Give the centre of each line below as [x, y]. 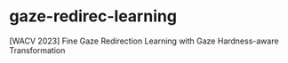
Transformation [37, 50]
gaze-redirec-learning [93, 16]
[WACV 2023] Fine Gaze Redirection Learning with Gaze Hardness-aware [144, 41]
